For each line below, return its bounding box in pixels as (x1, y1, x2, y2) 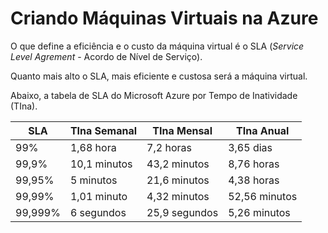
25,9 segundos (146, 205, 219, 219)
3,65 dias (228, 140, 273, 154)
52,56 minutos (228, 189, 298, 203)
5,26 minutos (228, 205, 291, 219)
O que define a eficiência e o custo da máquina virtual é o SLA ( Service (10, 40, 305, 52)
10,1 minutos (69, 157, 133, 171)
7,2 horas (146, 140, 192, 154)
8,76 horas (228, 157, 280, 171)
